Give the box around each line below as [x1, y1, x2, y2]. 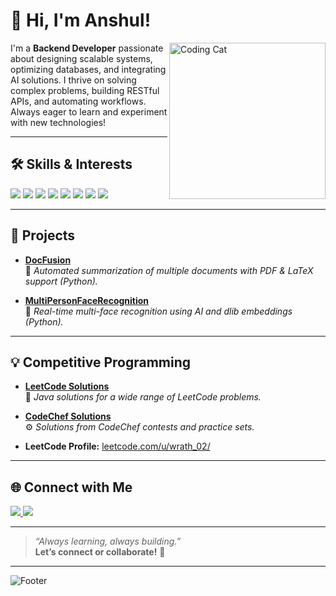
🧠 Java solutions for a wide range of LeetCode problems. [24, 391, 262, 403]
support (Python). [24, 275, 98, 287]
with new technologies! [10, 116, 107, 128]
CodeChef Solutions [24, 410, 112, 423]
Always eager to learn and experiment [10, 105, 168, 118]
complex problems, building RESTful [10, 84, 160, 96]
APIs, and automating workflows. [10, 95, 147, 107]
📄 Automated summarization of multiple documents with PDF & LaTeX [24, 264, 314, 276]
